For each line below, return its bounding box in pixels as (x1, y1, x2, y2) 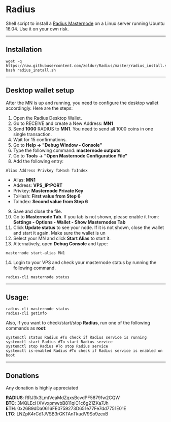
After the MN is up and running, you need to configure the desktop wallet (6, 100, 159, 106)
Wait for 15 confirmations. (13, 136, 67, 143)
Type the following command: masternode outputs (13, 147, 121, 153)
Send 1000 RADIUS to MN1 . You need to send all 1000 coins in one (13, 125, 154, 132)
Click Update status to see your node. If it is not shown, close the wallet (13, 224, 164, 231)
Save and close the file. (13, 208, 62, 214)
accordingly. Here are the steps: (6, 105, 73, 111)
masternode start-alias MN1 (6, 250, 65, 255)
